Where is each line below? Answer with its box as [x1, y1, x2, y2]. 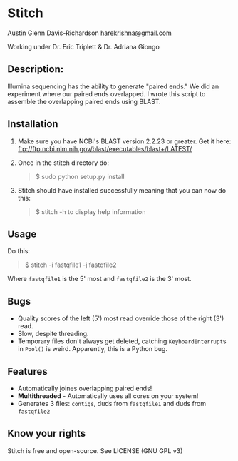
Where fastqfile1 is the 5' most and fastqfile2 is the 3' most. [7, 275, 192, 283]
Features [7, 365, 48, 378]
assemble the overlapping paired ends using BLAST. [7, 97, 162, 106]
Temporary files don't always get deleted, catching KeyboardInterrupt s [17, 337, 227, 345]
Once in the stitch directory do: [17, 158, 109, 167]
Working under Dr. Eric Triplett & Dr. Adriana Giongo [7, 42, 160, 51]
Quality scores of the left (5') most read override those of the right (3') [17, 314, 224, 323]
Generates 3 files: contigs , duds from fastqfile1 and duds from [17, 400, 207, 407]
